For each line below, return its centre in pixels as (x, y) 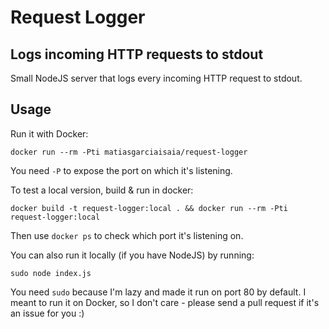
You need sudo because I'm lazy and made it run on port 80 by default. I (158, 292)
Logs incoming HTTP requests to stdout (137, 54)
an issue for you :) (47, 313)
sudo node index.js (51, 273)
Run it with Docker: (49, 133)
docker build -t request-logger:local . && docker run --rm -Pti (149, 208)
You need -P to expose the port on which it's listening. (121, 170)
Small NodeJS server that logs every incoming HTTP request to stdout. (156, 78)
